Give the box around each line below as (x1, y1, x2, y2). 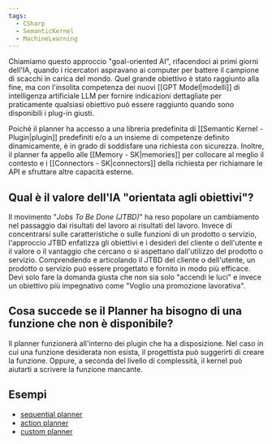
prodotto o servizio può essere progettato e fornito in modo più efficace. (8, 264, 251, 274)
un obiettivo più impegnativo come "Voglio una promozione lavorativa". (8, 281, 246, 291)
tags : (8, 11, 27, 20)
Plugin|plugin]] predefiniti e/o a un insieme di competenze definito (8, 133, 230, 143)
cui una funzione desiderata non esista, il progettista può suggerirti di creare (8, 347, 265, 356)
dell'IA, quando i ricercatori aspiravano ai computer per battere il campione (8, 66, 260, 75)
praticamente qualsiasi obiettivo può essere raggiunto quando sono (8, 100, 235, 109)
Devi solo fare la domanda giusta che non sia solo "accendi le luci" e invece (8, 272, 262, 282)
